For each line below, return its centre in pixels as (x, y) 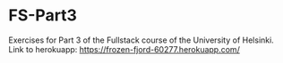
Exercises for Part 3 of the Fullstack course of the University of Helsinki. (141, 40)
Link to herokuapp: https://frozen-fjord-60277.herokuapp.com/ (124, 49)
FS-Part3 (43, 16)
